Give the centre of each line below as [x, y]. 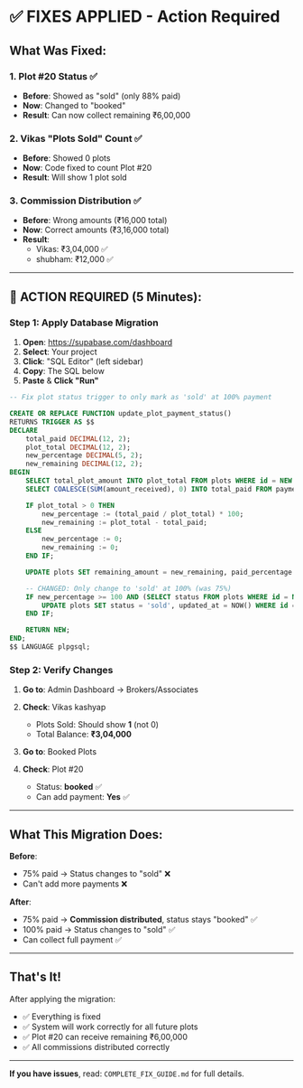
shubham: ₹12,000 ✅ [75, 259]
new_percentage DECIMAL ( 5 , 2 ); [84, 455]
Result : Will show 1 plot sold [75, 177]
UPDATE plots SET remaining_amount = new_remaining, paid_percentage [159, 572]
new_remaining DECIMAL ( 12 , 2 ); [84, 464]
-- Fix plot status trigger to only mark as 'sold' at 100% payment [141, 398]
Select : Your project [60, 352]
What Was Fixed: [58, 50]
